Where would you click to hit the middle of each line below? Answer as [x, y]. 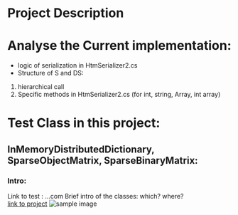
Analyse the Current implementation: [120, 46]
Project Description [66, 13]
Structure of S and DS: [50, 73]
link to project [27, 204]
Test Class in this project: [84, 123]
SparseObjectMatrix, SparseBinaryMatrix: [103, 161]
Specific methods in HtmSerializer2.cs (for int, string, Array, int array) [119, 95]
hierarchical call [41, 87]
